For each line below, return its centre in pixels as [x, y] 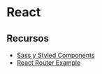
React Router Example [49, 63]
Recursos [28, 38]
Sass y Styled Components [56, 55]
